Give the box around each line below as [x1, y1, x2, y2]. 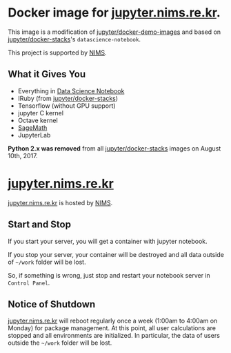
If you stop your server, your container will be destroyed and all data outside [8, 250, 225, 258]
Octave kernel [17, 116, 58, 124]
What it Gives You [8, 68, 86, 80]
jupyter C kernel [17, 108, 64, 117]
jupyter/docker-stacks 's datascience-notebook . [8, 35, 141, 43]
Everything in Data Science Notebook [17, 86, 125, 95]
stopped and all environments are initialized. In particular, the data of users [8, 332, 220, 340]
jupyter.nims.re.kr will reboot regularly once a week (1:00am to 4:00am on [8, 316, 218, 325]
